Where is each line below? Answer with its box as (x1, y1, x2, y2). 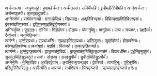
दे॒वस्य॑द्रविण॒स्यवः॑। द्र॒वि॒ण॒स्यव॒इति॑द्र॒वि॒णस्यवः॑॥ (5, 21, 70, 27)
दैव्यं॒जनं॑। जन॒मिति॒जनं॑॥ (5, 32, 41, 38)
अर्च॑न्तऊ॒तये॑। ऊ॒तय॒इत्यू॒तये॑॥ (5, 11, 48, 16)
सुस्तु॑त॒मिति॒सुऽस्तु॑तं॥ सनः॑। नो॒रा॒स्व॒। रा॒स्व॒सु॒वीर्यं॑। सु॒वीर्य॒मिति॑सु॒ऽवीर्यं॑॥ (5, 54, 109, 60)
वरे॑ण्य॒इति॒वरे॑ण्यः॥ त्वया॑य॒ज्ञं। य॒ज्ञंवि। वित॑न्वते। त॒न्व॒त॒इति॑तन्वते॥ (5, 43, 99, 49)
